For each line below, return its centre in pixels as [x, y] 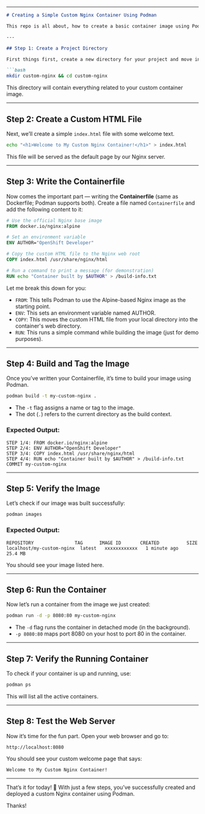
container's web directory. [48, 326]
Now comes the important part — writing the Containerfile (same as [92, 196]
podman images [24, 515]
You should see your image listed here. [55, 565]
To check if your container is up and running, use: [69, 673]
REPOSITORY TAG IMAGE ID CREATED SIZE [102, 543]
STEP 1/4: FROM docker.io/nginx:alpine [57, 443]
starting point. [33, 306]
